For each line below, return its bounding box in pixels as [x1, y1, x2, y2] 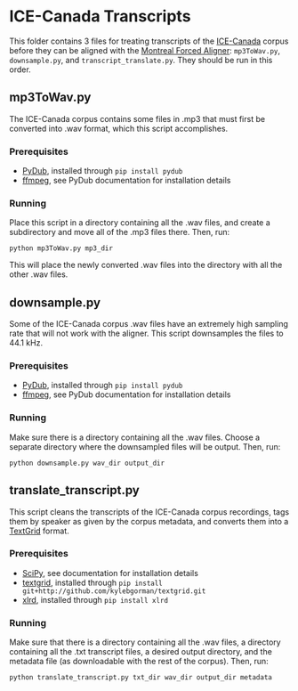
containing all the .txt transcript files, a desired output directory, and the [9, 646, 273, 657]
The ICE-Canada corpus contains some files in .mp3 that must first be [9, 113, 265, 124]
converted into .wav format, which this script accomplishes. [9, 123, 229, 134]
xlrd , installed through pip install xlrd [21, 594, 169, 605]
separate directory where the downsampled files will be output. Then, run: [9, 441, 281, 451]
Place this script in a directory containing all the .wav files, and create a [9, 217, 271, 228]
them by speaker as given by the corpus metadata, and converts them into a [9, 516, 289, 526]
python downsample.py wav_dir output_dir [9, 459, 165, 467]
